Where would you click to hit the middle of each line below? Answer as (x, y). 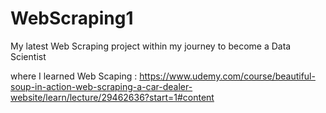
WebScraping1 (72, 18)
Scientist (28, 56)
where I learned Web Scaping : (74, 76)
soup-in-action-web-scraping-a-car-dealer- (101, 86)
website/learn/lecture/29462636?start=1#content (112, 97)
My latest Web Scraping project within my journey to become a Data (151, 46)
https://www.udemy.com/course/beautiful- (227, 76)
